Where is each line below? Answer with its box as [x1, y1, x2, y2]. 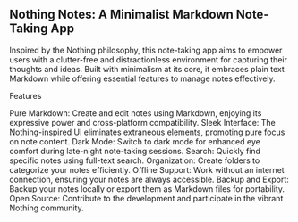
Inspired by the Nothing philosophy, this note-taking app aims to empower [9, 45, 283, 55]
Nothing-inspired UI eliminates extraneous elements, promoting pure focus [9, 127, 285, 137]
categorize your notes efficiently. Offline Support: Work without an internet [9, 164, 285, 175]
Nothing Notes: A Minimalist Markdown [9, 7, 234, 22]
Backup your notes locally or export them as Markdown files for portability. [9, 183, 285, 194]
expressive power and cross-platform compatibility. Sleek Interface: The [9, 117, 276, 127]
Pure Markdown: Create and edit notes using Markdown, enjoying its [9, 107, 262, 119]
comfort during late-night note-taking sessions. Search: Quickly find [9, 145, 261, 156]
